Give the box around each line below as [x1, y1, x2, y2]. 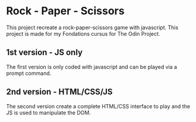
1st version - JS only [6, 48, 83, 58]
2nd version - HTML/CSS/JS [6, 87, 113, 97]
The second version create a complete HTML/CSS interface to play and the [6, 102, 191, 110]
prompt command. [6, 70, 52, 77]
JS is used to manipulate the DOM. [6, 109, 91, 116]
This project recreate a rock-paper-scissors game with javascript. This [6, 24, 179, 31]
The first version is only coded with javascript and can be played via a [6, 63, 177, 70]
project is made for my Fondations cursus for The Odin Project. [6, 30, 160, 37]
